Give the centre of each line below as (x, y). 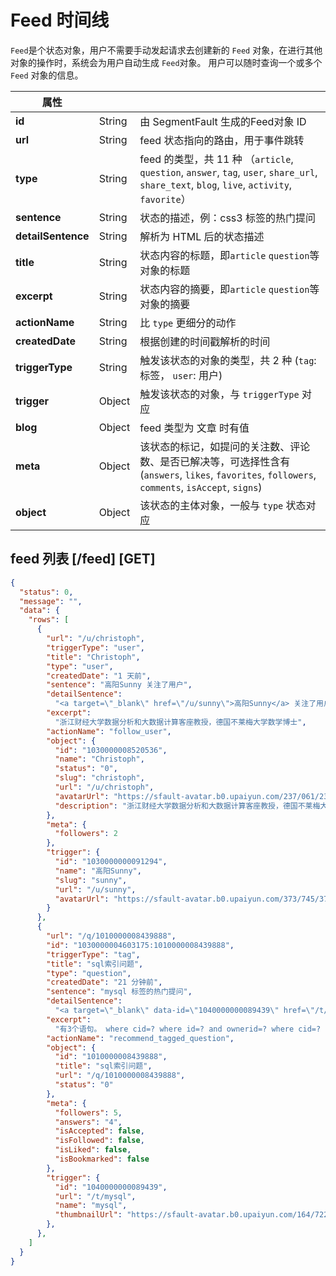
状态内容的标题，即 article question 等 (229, 255)
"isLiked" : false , (93, 1150)
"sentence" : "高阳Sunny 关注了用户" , (119, 685)
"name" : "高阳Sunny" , (98, 871)
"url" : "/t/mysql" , (95, 1196)
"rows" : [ (49, 620)
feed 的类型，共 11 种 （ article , (216, 159)
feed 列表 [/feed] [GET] (83, 559)
